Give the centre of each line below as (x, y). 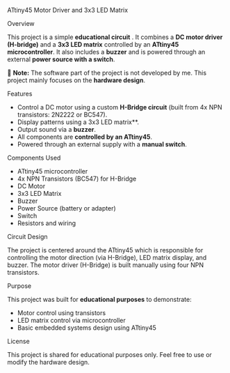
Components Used (34, 158)
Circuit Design (27, 237)
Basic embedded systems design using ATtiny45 (87, 328)
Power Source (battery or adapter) (66, 208)
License (18, 341)
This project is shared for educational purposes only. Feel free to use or (109, 355)
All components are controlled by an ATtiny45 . (85, 137)
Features (20, 94)
